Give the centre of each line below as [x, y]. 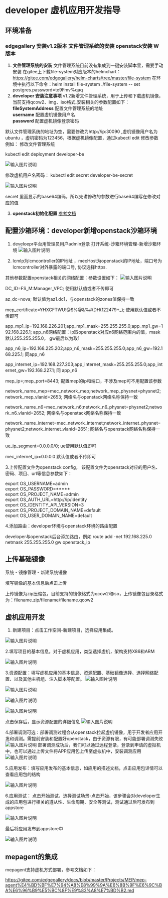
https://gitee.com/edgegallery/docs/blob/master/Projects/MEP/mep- [76, 880]
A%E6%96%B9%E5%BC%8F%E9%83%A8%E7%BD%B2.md [70, 890]
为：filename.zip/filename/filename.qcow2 [49, 600]
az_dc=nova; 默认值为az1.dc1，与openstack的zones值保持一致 [70, 299]
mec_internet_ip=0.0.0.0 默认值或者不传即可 [51, 456]
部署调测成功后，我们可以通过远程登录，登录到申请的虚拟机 [99, 745]
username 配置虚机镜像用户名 [44, 114]
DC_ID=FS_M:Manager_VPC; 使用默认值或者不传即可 [59, 288]
